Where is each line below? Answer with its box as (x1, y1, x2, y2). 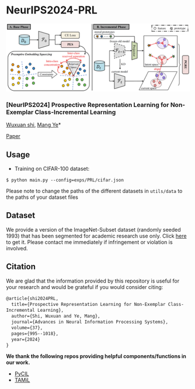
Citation (6, 261, 36, 272)
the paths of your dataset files (6, 194, 79, 201)
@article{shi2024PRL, (6, 295, 59, 301)
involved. (6, 245, 28, 252)
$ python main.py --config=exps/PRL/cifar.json (6, 177, 124, 183)
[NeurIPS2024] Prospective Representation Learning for (6, 101, 169, 109)
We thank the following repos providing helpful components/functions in (6, 352, 187, 360)
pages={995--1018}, (11, 331, 59, 336)
